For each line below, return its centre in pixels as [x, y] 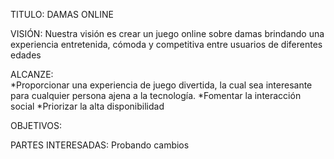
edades [26, 55]
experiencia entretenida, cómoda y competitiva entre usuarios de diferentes [166, 44]
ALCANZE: [32, 74]
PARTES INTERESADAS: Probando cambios [100, 145]
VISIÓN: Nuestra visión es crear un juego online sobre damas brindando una [167, 33]
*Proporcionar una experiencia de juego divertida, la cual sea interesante [161, 85]
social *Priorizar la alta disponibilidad [87, 106]
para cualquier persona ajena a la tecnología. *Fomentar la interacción [156, 95]
